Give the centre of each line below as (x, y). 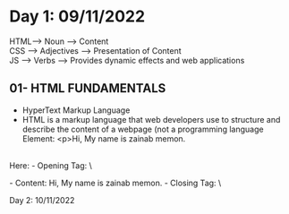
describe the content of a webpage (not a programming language (143, 129)
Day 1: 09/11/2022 (77, 17)
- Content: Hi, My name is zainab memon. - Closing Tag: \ (115, 183)
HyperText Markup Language (76, 110)
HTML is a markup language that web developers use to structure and (151, 119)
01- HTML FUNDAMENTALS (88, 88)
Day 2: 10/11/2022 (42, 200)
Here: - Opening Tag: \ (51, 165)
